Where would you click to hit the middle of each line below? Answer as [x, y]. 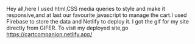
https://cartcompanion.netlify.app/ [49, 34]
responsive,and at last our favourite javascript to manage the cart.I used [97, 15]
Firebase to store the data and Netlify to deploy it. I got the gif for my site [97, 21]
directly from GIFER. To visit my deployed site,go [67, 28]
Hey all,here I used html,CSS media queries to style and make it [86, 9]
